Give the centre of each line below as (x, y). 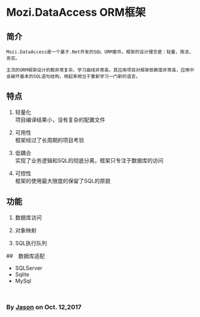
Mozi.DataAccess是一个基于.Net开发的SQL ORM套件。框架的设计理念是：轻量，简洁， (100, 52)
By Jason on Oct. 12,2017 (44, 307)
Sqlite (22, 274)
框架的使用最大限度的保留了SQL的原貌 (63, 181)
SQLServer (29, 268)
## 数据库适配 (26, 256)
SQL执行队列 (31, 243)
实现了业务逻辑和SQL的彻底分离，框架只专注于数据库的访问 (89, 160)
